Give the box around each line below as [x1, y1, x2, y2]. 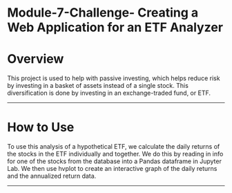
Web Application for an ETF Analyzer [7, 19, 223, 35]
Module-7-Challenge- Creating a [7, 5, 199, 21]
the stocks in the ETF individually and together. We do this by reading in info [7, 150, 224, 158]
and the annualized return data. [7, 172, 97, 181]
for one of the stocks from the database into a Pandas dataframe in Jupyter [7, 157, 222, 165]
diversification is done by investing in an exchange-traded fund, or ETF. [7, 89, 211, 98]
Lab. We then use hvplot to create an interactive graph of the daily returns [7, 165, 217, 173]
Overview [7, 51, 64, 67]
